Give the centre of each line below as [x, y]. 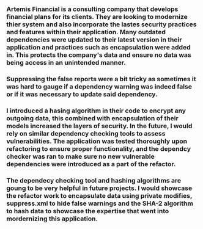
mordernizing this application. [52, 219]
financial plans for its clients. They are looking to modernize [97, 16]
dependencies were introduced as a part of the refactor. [91, 164]
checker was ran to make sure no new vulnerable [80, 156]
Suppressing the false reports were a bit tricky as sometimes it [102, 79]
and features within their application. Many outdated [86, 32]
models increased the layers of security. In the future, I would [99, 126]
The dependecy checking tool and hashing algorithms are [94, 180]
